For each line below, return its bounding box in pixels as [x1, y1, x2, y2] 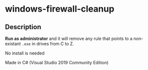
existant [5, 41, 21, 47]
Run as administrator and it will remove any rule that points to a [5, 35, 132, 41]
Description [5, 23, 41, 31]
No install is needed [5, 50, 45, 56]
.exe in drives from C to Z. [21, 41, 74, 47]
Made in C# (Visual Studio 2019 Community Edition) [5, 60, 109, 65]
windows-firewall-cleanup [5, 3, 115, 15]
